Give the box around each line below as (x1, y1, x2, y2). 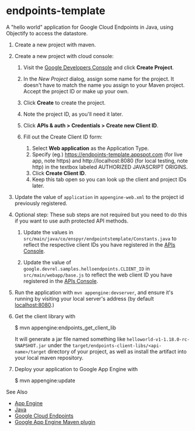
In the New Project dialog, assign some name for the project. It (23, 75, 175, 82)
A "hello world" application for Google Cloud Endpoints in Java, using (6, 23, 174, 31)
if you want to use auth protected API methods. (14, 217, 129, 224)
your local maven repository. (14, 354, 84, 361)
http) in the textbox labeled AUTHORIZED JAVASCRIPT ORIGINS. (32, 163, 188, 170)
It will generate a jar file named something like (14, 335, 126, 342)
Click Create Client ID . (32, 169, 87, 177)
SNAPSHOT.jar (14, 342, 47, 349)
